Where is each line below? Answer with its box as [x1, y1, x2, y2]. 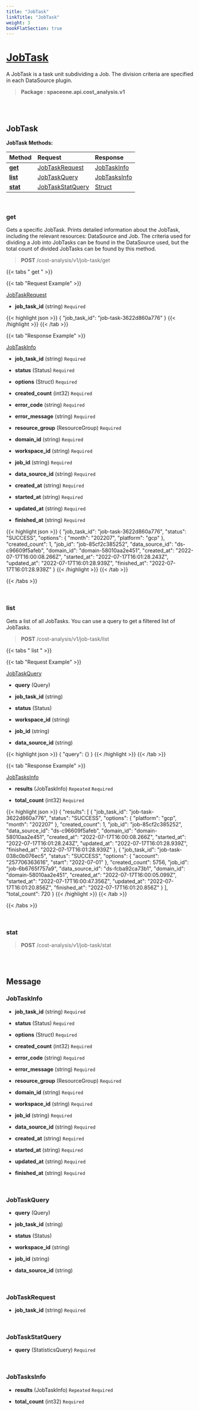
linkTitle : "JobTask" [6, 14, 60, 20]
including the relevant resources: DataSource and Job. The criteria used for [6, 232, 191, 240]
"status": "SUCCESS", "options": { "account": [48, 852, 159, 859]
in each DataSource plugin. [6, 77, 72, 84]
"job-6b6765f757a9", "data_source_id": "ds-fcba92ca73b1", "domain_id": [6, 865, 185, 872]
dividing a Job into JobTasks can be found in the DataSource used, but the [6, 239, 189, 246]
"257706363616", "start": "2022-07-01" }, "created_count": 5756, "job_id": [6, 859, 189, 866]
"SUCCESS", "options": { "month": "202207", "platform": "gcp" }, [6, 535, 165, 542]
